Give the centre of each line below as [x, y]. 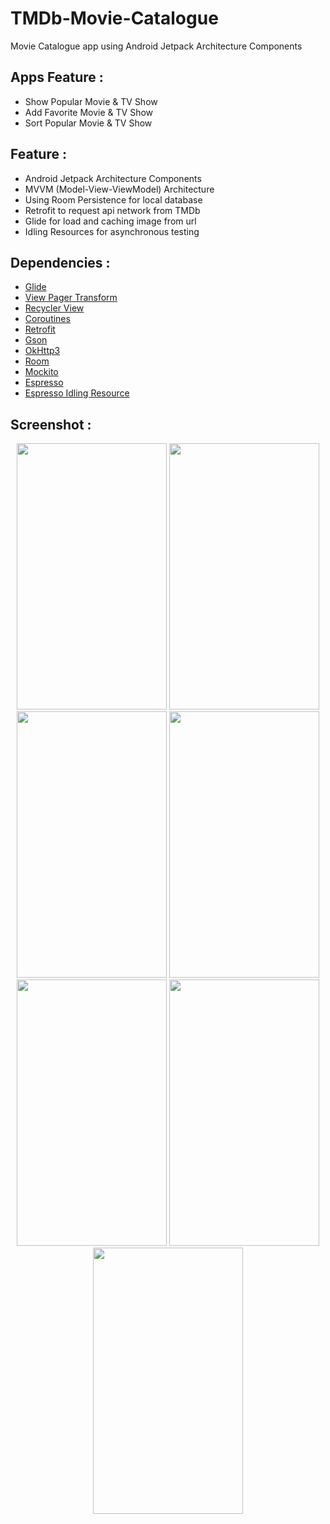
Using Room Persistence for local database [113, 199]
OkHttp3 [42, 351]
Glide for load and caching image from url [110, 221]
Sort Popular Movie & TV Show [88, 123]
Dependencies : [60, 262]
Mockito [41, 372]
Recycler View [54, 308]
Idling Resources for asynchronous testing [112, 231]
